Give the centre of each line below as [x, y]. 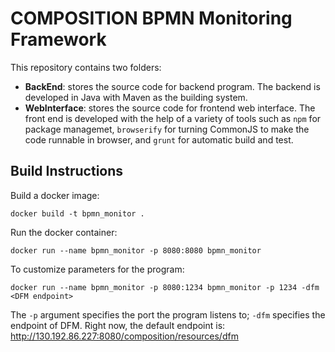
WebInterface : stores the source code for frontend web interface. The [170, 108]
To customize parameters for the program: [97, 269]
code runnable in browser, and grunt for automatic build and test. [159, 139]
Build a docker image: [55, 195]
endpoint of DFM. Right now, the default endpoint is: [118, 325]
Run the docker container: [64, 232]
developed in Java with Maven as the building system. [136, 97]
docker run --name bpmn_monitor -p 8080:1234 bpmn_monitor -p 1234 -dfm [165, 287]
